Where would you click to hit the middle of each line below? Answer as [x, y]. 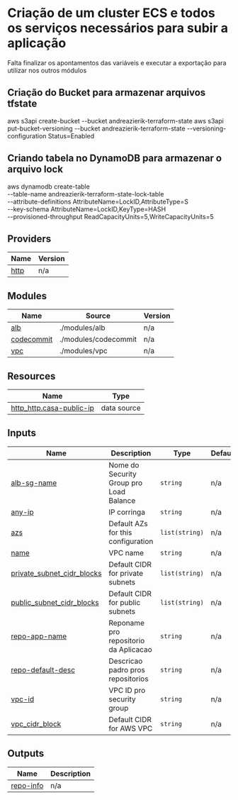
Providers [29, 239]
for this [120, 532]
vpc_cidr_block [36, 723]
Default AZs [128, 523]
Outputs [26, 754]
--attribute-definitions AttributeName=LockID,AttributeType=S [98, 201]
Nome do [124, 465]
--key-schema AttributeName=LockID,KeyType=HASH [87, 209]
